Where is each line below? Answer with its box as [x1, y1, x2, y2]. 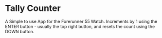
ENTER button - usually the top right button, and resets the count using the [5, 23, 155, 29]
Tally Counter [5, 3, 61, 14]
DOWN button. [5, 28, 35, 34]
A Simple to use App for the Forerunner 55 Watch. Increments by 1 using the [5, 19, 158, 24]
